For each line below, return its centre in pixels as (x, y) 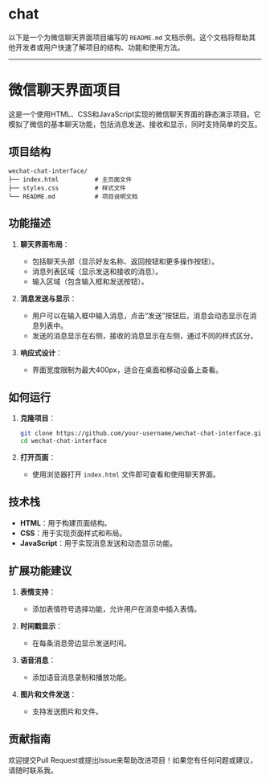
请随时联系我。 (33, 770)
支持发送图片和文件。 (67, 711)
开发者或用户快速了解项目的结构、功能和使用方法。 (100, 47)
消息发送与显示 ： (48, 298)
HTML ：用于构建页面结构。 (65, 522)
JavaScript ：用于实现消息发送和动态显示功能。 (98, 542)
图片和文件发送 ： (48, 694)
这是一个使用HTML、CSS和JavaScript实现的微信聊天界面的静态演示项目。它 (135, 114)
